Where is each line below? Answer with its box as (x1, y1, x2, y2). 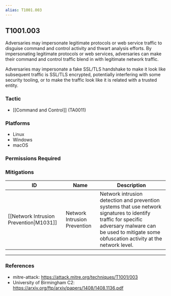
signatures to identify (100, 210, 151, 217)
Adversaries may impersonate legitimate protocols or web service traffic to (5, 40, 162, 46)
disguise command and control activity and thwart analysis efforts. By (5, 45, 152, 52)
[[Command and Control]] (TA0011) (12, 107, 87, 113)
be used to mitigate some (100, 229, 160, 236)
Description (117, 182, 146, 189)
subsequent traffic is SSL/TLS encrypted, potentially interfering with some (5, 72, 161, 78)
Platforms (5, 120, 31, 127)
